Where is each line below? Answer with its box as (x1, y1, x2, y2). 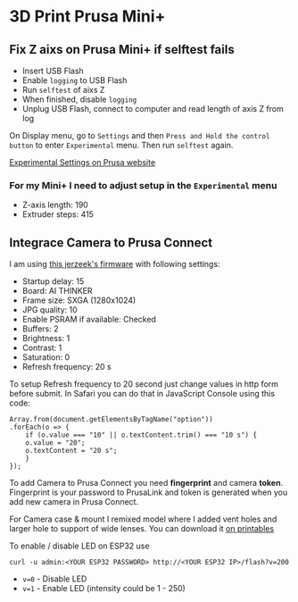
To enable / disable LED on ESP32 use (9, 540, 150, 551)
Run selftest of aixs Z (21, 85, 105, 95)
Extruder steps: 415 (21, 209, 94, 220)
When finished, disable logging (21, 94, 137, 105)
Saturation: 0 (21, 352, 70, 363)
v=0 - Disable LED (21, 573, 87, 584)
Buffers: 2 (21, 323, 59, 334)
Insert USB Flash (21, 65, 85, 76)
